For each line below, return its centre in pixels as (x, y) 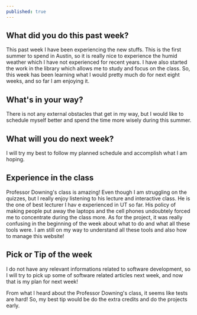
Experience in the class (50, 178)
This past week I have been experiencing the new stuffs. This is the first (94, 50)
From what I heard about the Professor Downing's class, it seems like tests (97, 293)
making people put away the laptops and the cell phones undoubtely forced (98, 211)
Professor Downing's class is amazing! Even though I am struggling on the (97, 192)
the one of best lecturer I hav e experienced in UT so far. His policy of (91, 204)
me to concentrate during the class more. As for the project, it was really (94, 217)
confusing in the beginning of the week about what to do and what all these (98, 223)
